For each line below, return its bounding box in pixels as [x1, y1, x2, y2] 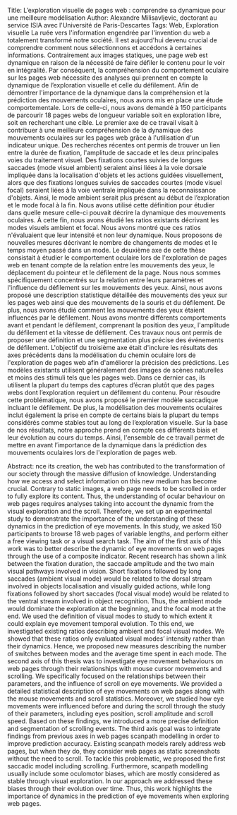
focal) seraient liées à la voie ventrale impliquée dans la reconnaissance [7, 186, 217, 194]
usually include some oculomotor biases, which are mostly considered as [7, 769, 220, 778]
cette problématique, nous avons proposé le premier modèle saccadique [7, 396, 219, 404]
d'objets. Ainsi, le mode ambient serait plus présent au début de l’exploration [7, 193, 230, 202]
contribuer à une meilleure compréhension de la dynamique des [7, 126, 193, 134]
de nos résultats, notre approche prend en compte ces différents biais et [7, 426, 218, 434]
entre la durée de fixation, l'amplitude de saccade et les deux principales [7, 148, 219, 157]
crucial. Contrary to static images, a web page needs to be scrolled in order [7, 485, 227, 493]
